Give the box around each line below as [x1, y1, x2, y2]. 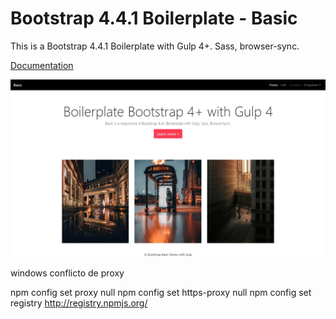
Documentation [10, 59, 74, 71]
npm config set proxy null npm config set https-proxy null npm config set [10, 287, 312, 299]
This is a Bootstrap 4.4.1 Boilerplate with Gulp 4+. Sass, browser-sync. [10, 40, 300, 52]
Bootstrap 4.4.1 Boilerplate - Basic [10, 7, 298, 30]
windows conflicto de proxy [10, 267, 125, 279]
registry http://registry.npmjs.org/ [10, 297, 148, 309]
